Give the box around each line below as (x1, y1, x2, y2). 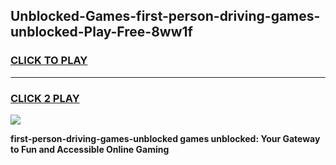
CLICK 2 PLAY (10, 91, 80, 105)
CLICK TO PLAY (10, 54, 88, 68)
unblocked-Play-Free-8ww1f (10, 24, 193, 41)
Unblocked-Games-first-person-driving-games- (10, 8, 321, 25)
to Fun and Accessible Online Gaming (10, 143, 170, 155)
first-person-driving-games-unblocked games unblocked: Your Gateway (10, 132, 321, 144)
